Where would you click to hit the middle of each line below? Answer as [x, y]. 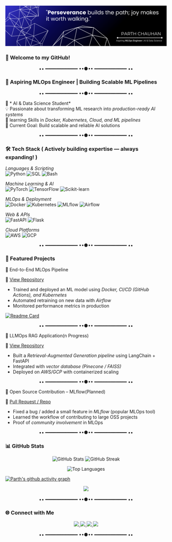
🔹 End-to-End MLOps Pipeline [37, 270]
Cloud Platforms [23, 230]
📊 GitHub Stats [25, 446]
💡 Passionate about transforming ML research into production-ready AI [80, 109]
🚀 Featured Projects [30, 258]
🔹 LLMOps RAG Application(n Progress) [47, 336]
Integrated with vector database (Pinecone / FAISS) [67, 367]
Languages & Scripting [30, 168]
